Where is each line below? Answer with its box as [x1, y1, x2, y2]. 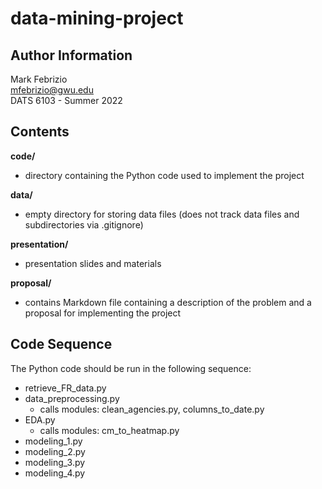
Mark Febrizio [10, 73, 68, 85]
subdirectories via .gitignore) [24, 218, 144, 231]
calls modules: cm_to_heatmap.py [39, 424, 180, 436]
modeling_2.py [24, 445, 86, 457]
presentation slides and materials [24, 257, 162, 269]
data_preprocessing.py [24, 392, 120, 404]
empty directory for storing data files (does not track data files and [24, 208, 300, 220]
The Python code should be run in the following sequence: [10, 362, 252, 374]
